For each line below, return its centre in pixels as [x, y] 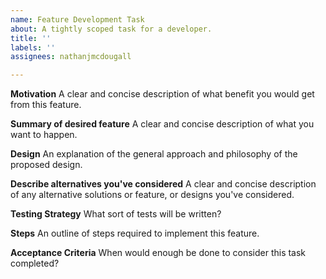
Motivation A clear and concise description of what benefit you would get [162, 94]
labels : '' [33, 47]
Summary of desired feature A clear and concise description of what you [162, 124]
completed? [35, 263]
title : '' [31, 38]
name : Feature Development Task [77, 19]
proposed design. [46, 165]
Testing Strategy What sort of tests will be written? [116, 214]
